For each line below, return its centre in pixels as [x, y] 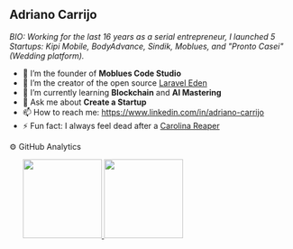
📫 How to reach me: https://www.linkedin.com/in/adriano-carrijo [143, 112]
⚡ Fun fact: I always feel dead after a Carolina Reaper [121, 125]
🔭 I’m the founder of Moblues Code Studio [102, 73]
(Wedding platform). [47, 55]
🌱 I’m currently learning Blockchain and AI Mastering [122, 92]
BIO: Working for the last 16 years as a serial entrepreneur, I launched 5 [142, 36]
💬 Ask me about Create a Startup [84, 102]
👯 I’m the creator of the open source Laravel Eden [114, 83]
